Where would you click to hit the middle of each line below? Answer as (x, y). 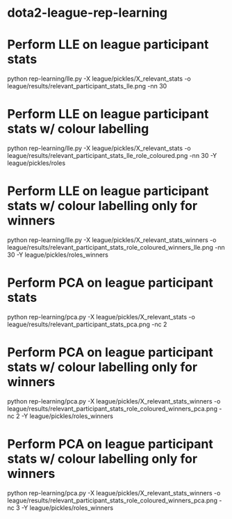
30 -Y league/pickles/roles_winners (58, 255)
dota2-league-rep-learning (88, 13)
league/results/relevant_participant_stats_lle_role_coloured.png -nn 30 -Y (112, 156)
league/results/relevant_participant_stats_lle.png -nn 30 (87, 86)
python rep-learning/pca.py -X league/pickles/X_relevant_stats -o (101, 317)
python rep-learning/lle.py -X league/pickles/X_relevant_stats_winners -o (112, 240)
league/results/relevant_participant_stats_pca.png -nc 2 (87, 324)
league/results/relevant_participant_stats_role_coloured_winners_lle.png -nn (116, 247)
